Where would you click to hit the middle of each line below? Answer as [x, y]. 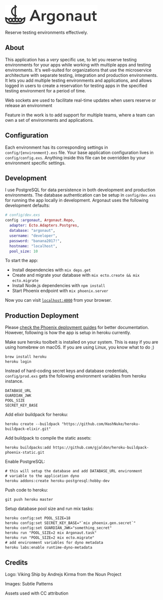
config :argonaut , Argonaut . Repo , [40, 220]
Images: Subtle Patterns [29, 584]
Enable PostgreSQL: [25, 462]
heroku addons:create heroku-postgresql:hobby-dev [57, 481]
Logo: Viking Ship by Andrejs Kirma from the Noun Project [63, 575]
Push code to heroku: [27, 490]
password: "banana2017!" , [36, 241]
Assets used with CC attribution [37, 593]
